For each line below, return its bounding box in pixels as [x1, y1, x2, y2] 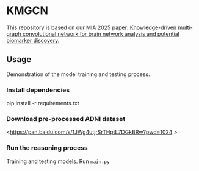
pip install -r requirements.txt [6, 100, 79, 107]
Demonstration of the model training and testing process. [6, 71, 151, 78]
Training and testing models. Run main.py [6, 158, 110, 165]
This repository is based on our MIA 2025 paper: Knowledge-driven [6, 24, 177, 31]
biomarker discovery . [6, 37, 60, 44]
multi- [178, 24, 194, 31]
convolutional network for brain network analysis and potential [22, 30, 180, 37]
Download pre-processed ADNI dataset [6, 114, 126, 123]
